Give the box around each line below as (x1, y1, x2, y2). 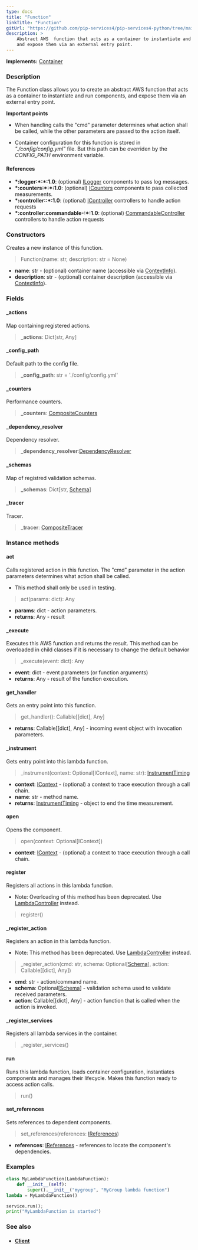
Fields (6, 294, 24, 302)
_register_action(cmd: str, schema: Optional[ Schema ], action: (20, 961, 169, 968)
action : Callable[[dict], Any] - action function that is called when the (14, 997, 180, 1004)
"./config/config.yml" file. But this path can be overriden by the (14, 145, 168, 152)
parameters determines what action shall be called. (6, 572, 131, 579)
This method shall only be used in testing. (14, 584, 116, 591)
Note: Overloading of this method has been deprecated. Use (14, 893, 162, 900)
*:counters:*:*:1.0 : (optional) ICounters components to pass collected (14, 184, 187, 192)
